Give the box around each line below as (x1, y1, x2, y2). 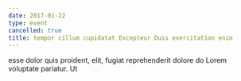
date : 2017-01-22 (8, 11, 66, 20)
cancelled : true (8, 26, 62, 34)
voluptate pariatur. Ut (8, 64, 78, 74)
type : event (8, 19, 48, 27)
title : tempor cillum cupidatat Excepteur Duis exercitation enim (8, 33, 233, 42)
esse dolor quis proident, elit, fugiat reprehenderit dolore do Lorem (8, 56, 227, 65)
